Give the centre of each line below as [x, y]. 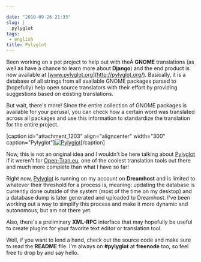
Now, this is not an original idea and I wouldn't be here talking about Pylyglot [101, 154]
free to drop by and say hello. [43, 253]
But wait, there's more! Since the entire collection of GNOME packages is [97, 105]
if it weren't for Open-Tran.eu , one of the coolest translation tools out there [98, 160]
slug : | [16, 22]
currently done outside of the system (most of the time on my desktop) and [99, 191]
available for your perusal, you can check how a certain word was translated [100, 112]
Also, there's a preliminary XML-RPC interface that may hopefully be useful [99, 222]
